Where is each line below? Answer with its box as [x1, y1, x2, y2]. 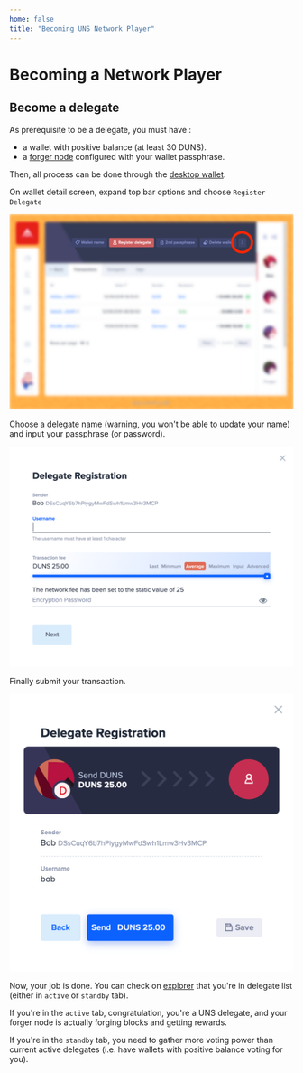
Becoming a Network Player [9, 64, 223, 85]
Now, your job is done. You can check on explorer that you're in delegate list [9, 980, 293, 991]
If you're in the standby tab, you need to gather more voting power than [9, 1034, 273, 1045]
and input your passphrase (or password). [9, 428, 166, 438]
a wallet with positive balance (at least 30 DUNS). [22, 141, 207, 153]
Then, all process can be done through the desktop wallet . [9, 168, 226, 180]
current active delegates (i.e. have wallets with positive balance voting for [9, 1044, 283, 1055]
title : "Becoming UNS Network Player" [9, 24, 155, 33]
